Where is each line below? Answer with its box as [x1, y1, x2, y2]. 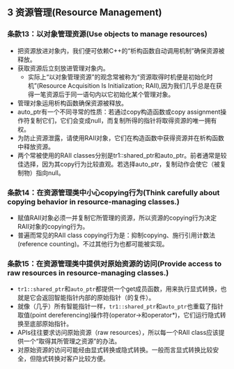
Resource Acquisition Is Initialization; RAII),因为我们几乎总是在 [38, 81, 217, 89]
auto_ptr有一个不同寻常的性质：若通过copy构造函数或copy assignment [17, 107, 221, 116]
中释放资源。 [17, 142, 54, 151]
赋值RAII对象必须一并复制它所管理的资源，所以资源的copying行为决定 [17, 213, 217, 222]
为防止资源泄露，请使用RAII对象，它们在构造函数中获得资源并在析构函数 [17, 133, 224, 142]
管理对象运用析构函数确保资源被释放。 [17, 98, 127, 107]
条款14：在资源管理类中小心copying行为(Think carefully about [7, 188, 220, 197]
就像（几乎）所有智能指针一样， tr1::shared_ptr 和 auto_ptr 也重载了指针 [17, 302, 224, 310]
